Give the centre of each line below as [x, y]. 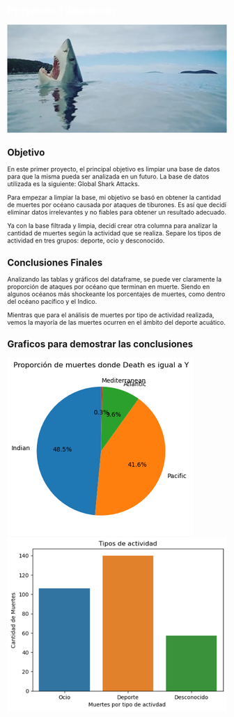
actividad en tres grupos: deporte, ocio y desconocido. [86, 240]
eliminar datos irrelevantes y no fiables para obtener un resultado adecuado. [117, 213]
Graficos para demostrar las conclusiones [100, 345]
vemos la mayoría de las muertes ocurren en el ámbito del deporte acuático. [117, 322]
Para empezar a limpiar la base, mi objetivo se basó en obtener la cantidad [114, 198]
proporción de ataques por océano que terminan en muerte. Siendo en [109, 286]
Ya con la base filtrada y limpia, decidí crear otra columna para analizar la [112, 226]
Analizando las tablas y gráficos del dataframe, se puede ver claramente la [115, 279]
